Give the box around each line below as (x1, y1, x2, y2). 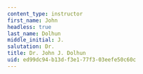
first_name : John (7, 17, 58, 24)
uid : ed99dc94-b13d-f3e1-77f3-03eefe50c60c (7, 56, 137, 63)
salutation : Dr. (7, 43, 55, 50)
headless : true (7, 23, 52, 30)
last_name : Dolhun (7, 30, 61, 37)
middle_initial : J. (7, 37, 64, 44)
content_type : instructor (7, 10, 83, 18)
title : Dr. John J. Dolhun (7, 50, 86, 57)
